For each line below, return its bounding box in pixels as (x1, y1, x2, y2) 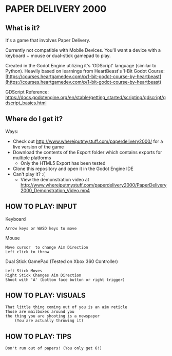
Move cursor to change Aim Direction (5, 245, 88, 250)
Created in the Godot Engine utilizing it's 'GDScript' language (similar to (5, 63, 157, 68)
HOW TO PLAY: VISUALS (5, 291, 86, 300)
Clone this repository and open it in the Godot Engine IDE (12, 165, 133, 172)
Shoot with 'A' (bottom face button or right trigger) (5, 277, 125, 283)
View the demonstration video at (20, 176, 90, 182)
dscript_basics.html (5, 100, 47, 106)
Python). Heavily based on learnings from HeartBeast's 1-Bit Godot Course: (5, 68, 165, 74)
